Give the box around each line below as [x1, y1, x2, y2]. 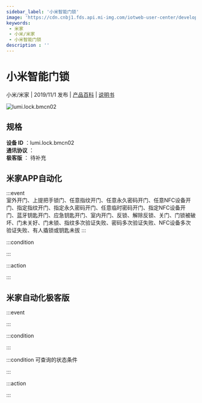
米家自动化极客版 [6, 292, 70, 303]
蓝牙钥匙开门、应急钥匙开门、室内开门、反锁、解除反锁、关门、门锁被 [16, 211, 191, 219]
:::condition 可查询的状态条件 [6, 356, 78, 363]
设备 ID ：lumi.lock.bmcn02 [6, 139, 75, 146]
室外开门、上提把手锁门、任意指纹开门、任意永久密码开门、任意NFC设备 [6, 196, 186, 204]
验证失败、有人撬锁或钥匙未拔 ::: [6, 226, 87, 234]
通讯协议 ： [6, 147, 34, 154]
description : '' [6, 43, 50, 49]
